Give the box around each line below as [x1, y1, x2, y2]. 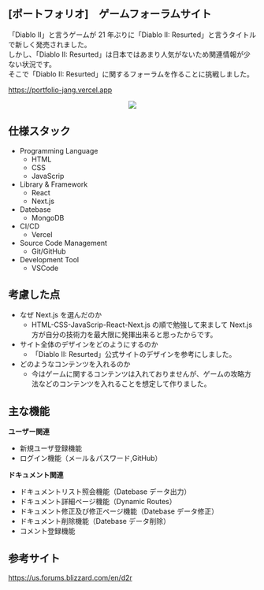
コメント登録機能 [19, 526, 76, 536]
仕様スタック [8, 124, 71, 138]
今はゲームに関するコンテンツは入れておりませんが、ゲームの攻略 [31, 369, 245, 379]
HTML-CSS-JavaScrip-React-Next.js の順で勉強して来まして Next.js [31, 320, 253, 329]
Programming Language [19, 146, 99, 155]
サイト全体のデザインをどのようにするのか [19, 340, 158, 349]
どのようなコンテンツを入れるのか [19, 359, 131, 369]
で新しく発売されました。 [8, 39, 91, 49]
